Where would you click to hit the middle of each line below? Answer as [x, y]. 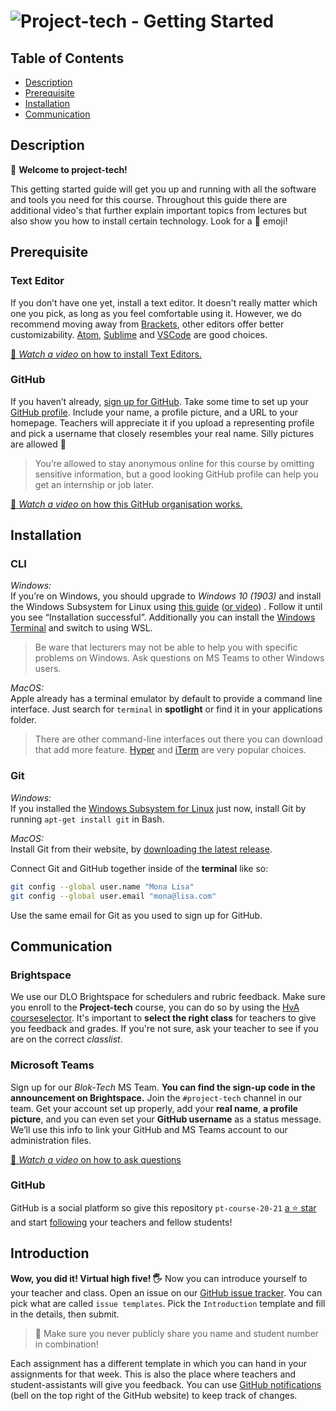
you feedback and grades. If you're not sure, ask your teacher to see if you [164, 1029]
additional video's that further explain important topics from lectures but [158, 210]
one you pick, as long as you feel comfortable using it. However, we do [156, 313]
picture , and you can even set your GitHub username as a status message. [166, 1119]
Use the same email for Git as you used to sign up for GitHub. [136, 915]
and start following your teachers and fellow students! [121, 1222]
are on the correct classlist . [66, 1039]
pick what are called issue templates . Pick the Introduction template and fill [168, 1303]
